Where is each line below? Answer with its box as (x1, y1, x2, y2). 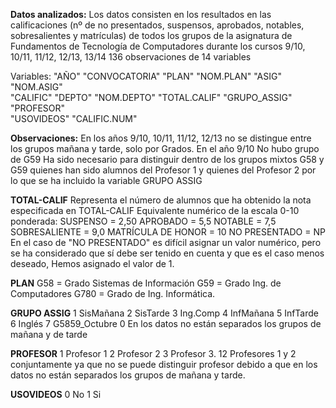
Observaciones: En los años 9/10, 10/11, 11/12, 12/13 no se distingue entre (10, 132, 312, 144)
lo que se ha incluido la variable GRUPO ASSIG (10, 175, 203, 186)
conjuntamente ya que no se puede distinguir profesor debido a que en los (10, 359, 318, 370)
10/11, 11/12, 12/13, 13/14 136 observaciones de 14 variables (10, 51, 252, 63)
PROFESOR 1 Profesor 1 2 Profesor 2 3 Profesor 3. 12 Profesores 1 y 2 (10, 348, 297, 359)
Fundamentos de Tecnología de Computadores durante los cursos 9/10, (10, 40, 306, 52)
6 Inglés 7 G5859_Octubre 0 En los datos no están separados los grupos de (10, 318, 322, 329)
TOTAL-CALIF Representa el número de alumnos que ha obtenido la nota (10, 194, 312, 206)
